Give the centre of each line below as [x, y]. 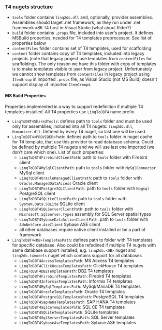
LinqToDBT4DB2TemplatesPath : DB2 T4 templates [66, 271]
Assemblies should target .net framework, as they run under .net [76, 22]
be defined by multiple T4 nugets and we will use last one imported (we [83, 147]
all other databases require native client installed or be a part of [82, 229]
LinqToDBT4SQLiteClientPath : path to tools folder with [73, 198]
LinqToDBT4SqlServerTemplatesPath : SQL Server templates [77, 317]
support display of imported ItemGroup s [51, 85]
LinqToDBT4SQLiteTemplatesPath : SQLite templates [69, 312]
